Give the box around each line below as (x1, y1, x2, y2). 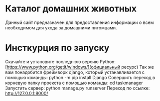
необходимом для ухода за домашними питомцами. (5, 24, 117, 30)
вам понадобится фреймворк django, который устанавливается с (5, 69, 145, 75)
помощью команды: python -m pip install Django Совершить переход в (5, 74, 156, 80)
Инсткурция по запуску (5, 42, 110, 54)
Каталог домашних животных (5, 3, 137, 14)
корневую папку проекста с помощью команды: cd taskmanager (5, 80, 143, 86)
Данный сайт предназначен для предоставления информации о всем (5, 19, 154, 25)
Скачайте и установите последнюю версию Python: (5, 58, 116, 65)
